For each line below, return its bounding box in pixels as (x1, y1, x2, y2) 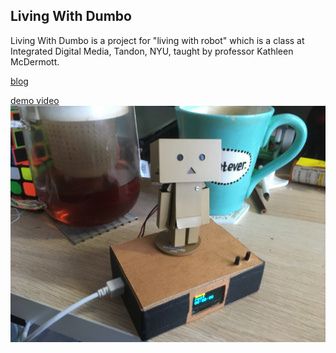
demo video (10, 94, 60, 106)
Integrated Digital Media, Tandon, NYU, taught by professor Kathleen (10, 45, 294, 57)
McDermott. (10, 55, 60, 68)
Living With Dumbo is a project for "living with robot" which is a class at (10, 34, 305, 46)
